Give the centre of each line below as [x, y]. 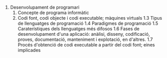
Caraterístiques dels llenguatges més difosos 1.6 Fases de [79, 29]
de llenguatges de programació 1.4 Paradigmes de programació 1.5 [88, 23]
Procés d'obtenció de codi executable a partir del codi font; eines [86, 45]
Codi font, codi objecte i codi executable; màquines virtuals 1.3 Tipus [90, 18]
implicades [29, 50]
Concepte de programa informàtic [53, 13]
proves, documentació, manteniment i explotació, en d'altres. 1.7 [85, 39]
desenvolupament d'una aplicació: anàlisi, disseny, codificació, [84, 34]
